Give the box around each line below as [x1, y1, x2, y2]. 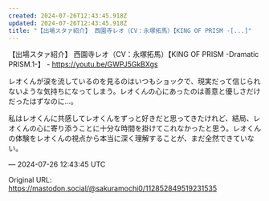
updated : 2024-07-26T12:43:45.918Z [8, 19, 128, 27]
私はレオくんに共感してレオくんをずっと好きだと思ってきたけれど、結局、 [8, 114, 254, 123]
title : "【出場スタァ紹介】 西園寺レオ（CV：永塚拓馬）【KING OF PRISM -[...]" [8, 26, 252, 34]
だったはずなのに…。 [8, 97, 79, 107]
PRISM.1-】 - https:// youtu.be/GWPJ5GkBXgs [8, 59, 158, 69]
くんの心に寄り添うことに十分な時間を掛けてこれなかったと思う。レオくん [14, 123, 262, 133]
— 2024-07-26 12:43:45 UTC [8, 159, 106, 169]
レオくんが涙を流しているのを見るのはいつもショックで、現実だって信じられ [8, 77, 261, 86]
